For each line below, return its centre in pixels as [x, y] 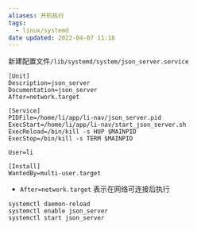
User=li [21, 153]
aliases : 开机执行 [37, 15]
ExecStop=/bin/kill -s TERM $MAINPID [71, 139]
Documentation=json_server [53, 90]
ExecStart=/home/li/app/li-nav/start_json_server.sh [97, 125]
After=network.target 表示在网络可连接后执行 [95, 189]
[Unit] [19, 76]
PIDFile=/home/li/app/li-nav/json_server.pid [85, 118]
